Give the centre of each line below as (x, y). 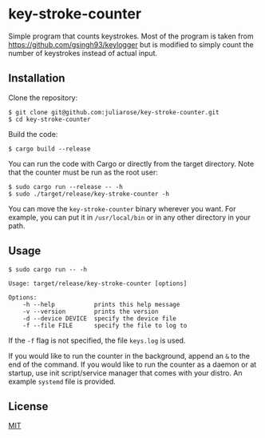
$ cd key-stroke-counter (49, 119)
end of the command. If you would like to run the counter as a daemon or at (132, 364)
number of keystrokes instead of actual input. (83, 53)
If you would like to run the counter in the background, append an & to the (129, 356)
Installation (37, 78)
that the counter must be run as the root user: (83, 172)
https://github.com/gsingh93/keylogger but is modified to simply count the (131, 44)
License (28, 406)
